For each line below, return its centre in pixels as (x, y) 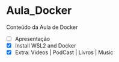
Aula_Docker (39, 11)
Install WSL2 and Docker (45, 45)
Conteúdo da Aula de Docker (42, 27)
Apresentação (32, 39)
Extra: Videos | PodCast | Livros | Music (64, 52)
